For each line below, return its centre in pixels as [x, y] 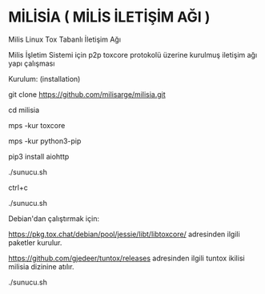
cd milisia [24, 110]
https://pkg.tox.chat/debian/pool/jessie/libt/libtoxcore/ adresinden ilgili [124, 234]
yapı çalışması [32, 63]
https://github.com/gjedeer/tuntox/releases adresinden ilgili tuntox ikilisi [127, 258]
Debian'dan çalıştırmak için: [54, 218]
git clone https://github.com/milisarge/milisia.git [87, 94]
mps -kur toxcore [37, 125]
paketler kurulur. [35, 242]
